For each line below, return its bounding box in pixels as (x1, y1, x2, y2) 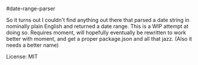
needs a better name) (6, 41, 59, 48)
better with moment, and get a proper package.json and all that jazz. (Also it (6, 35, 192, 42)
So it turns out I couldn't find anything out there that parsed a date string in (6, 17, 190, 23)
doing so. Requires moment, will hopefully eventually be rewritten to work (6, 29, 186, 36)
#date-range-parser (6, 5, 55, 12)
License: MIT (6, 53, 38, 60)
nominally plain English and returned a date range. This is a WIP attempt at (6, 23, 189, 30)
